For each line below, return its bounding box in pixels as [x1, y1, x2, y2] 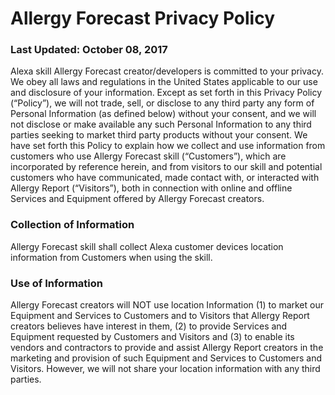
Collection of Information [10, 218, 135, 232]
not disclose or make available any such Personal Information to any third [10, 118, 312, 131]
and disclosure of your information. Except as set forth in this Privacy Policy [10, 87, 323, 99]
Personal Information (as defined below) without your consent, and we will [10, 108, 317, 120]
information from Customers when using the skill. [10, 251, 213, 263]
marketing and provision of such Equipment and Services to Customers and [10, 352, 323, 364]
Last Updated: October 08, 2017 [10, 43, 168, 57]
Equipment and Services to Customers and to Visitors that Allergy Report [10, 310, 310, 322]
